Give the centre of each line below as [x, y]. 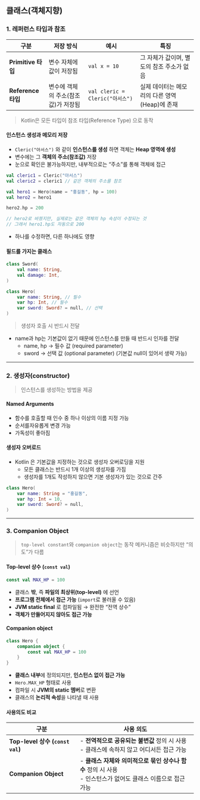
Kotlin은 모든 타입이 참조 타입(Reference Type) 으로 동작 [87, 120]
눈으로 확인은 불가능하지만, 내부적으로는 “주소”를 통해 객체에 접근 [90, 164]
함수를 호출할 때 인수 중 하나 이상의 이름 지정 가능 [72, 418]
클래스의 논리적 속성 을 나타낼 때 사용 [57, 698]
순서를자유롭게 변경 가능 [43, 425]
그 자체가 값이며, [161, 57]
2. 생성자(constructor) [38, 376]
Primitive [22, 62]
